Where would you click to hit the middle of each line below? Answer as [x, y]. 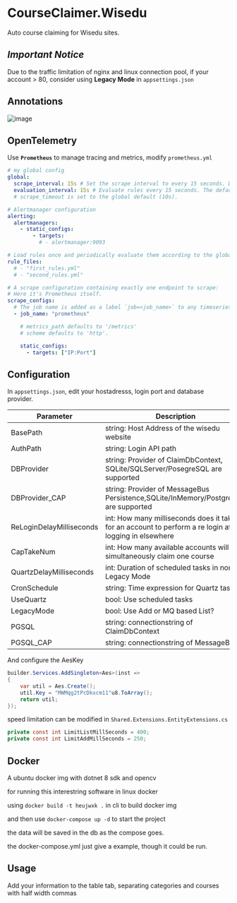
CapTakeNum [33, 552]
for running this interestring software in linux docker [83, 791]
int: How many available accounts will [167, 547]
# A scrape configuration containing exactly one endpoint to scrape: [113, 287]
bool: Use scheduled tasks [149, 599]
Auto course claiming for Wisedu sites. [63, 32]
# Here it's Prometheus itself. [55, 294]
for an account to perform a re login [164, 527]
